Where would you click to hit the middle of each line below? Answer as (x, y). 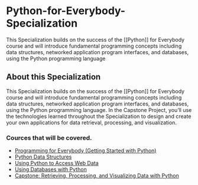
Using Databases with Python (51, 170)
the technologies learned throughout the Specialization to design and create (99, 116)
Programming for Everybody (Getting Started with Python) (85, 151)
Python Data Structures (43, 157)
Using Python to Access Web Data (56, 163)
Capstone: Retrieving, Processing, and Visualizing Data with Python (97, 176)
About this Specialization (53, 77)
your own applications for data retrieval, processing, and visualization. (92, 123)
